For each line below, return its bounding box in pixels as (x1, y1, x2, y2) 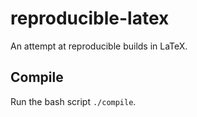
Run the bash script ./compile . (10, 95, 137, 107)
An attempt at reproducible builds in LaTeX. (10, 40, 188, 52)
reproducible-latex (10, 7, 170, 30)
